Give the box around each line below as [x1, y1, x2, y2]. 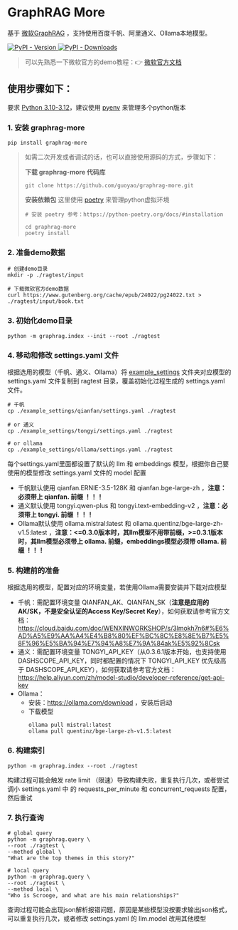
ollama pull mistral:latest [28, 721, 112, 729]
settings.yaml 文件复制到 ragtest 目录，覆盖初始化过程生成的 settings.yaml [7, 376, 225, 385]
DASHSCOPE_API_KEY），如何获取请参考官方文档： [26, 666, 176, 674]
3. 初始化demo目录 [7, 316, 72, 326]
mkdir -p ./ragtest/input [7, 272, 84, 279]
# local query [7, 867, 50, 874]
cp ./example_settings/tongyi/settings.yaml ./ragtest [7, 427, 173, 435]
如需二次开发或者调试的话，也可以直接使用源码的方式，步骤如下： [24, 153, 218, 161]
